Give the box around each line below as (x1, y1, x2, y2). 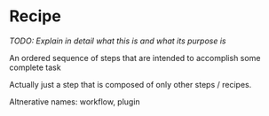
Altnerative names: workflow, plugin (9, 96, 140, 107)
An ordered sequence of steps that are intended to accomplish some (9, 52, 261, 63)
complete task (9, 62, 61, 73)
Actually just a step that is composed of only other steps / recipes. (9, 79, 252, 89)
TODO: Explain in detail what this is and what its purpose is (9, 35, 226, 46)
